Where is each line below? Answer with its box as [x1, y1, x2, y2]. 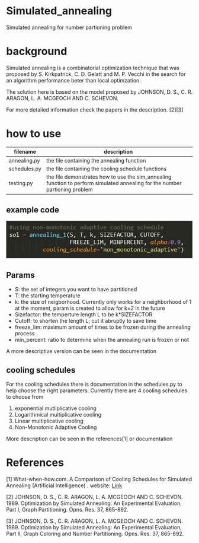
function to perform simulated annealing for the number [46, 180, 182, 187]
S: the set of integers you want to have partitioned [14, 286, 137, 293]
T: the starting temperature [14, 292, 81, 299]
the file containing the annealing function [46, 157, 146, 164]
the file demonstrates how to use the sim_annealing [46, 173, 172, 180]
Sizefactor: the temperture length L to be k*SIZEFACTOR [14, 311, 153, 318]
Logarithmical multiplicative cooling [14, 411, 102, 418]
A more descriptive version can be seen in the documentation [6, 348, 157, 355]
